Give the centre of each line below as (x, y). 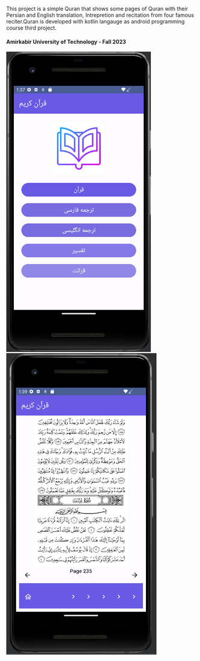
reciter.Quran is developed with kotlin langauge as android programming (95, 21)
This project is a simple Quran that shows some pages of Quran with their (97, 9)
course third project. (32, 28)
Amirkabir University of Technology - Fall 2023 (66, 42)
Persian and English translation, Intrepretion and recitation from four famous (100, 15)
